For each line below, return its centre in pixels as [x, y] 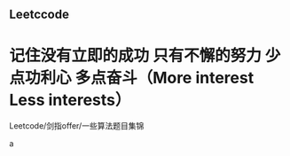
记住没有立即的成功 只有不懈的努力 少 [145, 55]
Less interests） [70, 100]
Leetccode [39, 15]
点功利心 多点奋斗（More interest [132, 78]
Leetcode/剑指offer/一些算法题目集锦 [77, 126]
